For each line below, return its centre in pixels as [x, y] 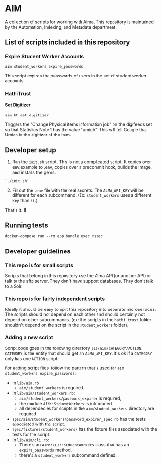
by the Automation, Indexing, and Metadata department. [61, 27]
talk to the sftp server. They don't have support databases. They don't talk [79, 281]
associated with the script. [39, 424]
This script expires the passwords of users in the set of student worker [76, 76]
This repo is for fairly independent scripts [55, 299]
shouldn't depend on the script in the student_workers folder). [67, 325]
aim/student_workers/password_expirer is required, [70, 398]
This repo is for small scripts [39, 265]
